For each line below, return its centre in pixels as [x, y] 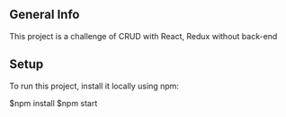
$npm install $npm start [54, 103]
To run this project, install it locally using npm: [94, 86]
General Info [45, 15]
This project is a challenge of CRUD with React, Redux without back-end [143, 36]
